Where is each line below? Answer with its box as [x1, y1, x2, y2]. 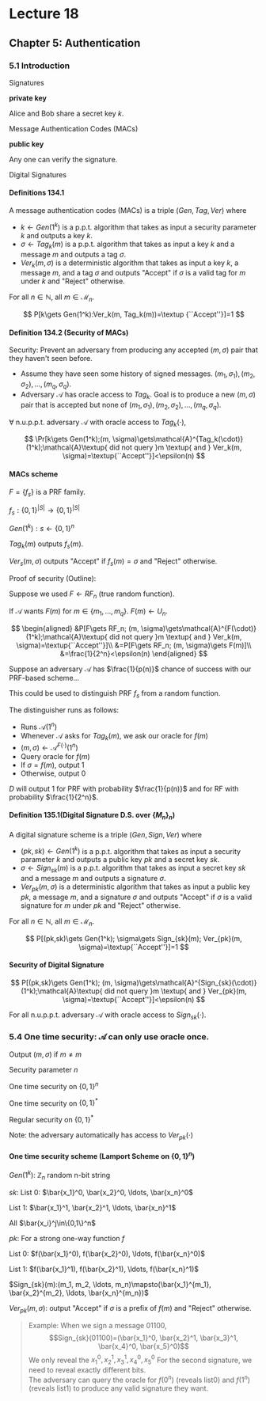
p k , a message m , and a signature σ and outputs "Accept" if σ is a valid [20, 892, 253, 902]
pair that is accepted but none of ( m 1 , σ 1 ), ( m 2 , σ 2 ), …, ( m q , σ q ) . [20, 400, 222, 412]
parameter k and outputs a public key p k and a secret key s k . [20, 855, 220, 864]
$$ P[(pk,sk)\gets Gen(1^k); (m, [10, 978, 113, 987]
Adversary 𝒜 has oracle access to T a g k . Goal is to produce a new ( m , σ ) [20, 389, 256, 401]
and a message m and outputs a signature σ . [20, 873, 166, 883]
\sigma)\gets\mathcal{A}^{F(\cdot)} [140, 623, 256, 633]
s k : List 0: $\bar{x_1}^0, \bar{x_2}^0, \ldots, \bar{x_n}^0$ [9, 1187, 193, 1197]
